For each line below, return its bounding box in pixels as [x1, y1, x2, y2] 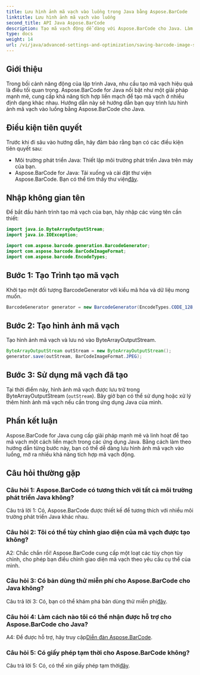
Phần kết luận [6, 416, 58, 426]
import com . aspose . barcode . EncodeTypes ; [6, 254, 108, 260]
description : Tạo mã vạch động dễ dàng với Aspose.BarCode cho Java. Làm [6, 25, 193, 32]
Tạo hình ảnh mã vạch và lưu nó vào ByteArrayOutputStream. [6, 337, 157, 344]
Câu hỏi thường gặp [6, 468, 80, 478]
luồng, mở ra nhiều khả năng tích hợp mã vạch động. [6, 451, 136, 458]
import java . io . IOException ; [6, 232, 79, 238]
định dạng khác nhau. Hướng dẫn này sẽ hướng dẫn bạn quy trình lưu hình [6, 99, 189, 106]
